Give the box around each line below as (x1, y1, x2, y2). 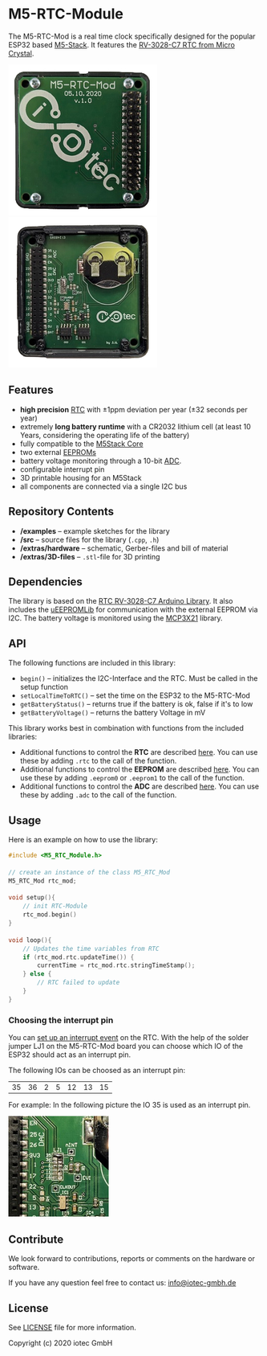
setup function (19, 682, 69, 692)
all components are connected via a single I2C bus (19, 481, 188, 491)
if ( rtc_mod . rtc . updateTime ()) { (22, 953, 135, 961)
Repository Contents (8, 505, 115, 518)
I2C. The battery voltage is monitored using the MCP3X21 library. (8, 613, 223, 623)
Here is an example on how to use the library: (8, 835, 158, 844)
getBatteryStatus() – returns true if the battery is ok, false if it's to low (19, 699, 253, 709)
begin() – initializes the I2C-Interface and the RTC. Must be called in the (19, 674, 258, 683)
